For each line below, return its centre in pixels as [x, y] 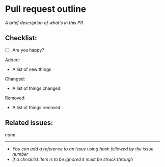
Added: [13, 59]
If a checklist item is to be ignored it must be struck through [73, 159]
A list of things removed [36, 107]
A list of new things [32, 69]
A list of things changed [36, 88]
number [20, 154]
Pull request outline [46, 9]
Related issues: [29, 123]
